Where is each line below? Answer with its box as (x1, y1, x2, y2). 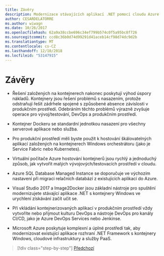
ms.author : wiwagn (5, 21, 43, 26)
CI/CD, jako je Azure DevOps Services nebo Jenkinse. (12, 216, 122, 222)
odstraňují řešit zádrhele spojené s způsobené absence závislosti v (12, 101, 148, 107)
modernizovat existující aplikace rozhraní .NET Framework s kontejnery (12, 230, 156, 236)
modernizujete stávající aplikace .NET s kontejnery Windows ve (12, 191, 141, 196)
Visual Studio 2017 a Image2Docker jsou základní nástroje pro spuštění (12, 185, 156, 191)
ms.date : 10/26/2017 (5, 26, 48, 31)
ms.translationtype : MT (5, 39, 54, 44)
